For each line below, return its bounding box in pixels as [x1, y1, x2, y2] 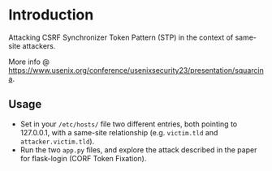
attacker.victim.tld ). [19, 136, 95, 146]
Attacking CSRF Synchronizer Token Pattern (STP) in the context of [8, 32, 234, 42]
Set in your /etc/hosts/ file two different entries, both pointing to [19, 119, 238, 129]
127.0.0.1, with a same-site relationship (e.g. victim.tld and [19, 127, 218, 137]
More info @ [8, 57, 50, 66]
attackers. [22, 41, 56, 50]
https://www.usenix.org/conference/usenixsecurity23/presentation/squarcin [8, 65, 264, 75]
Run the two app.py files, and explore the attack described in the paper [19, 144, 257, 155]
